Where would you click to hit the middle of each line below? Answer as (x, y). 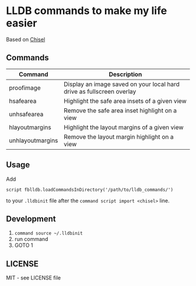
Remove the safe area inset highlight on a (120, 111)
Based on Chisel (26, 39)
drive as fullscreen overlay (100, 91)
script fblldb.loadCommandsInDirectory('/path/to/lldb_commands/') (90, 189)
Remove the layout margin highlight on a (119, 137)
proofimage (25, 88)
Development (31, 218)
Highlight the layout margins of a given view (124, 127)
